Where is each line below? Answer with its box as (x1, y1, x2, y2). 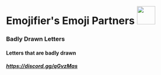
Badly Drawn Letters (6, 35, 65, 43)
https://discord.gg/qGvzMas (6, 63, 78, 70)
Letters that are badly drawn (6, 49, 76, 56)
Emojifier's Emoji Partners (6, 15, 135, 27)
